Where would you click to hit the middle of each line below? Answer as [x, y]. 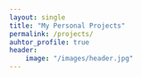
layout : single [37, 17]
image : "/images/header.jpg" [79, 58]
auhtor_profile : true [50, 42]
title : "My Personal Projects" [67, 26]
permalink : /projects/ [51, 34]
